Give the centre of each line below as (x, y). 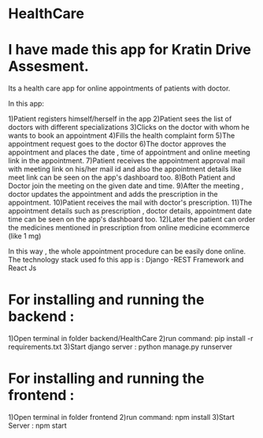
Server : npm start (37, 425)
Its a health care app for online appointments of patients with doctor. (119, 88)
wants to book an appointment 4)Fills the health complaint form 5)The (122, 135)
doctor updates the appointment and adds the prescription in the (113, 195)
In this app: (26, 104)
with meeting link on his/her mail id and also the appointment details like (125, 169)
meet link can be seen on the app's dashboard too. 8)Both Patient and (122, 177)
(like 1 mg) (25, 236)
